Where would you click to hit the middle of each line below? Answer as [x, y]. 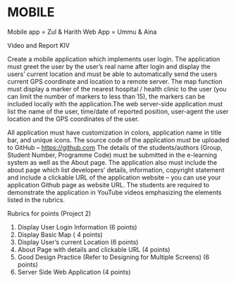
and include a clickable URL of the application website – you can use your [114, 177]
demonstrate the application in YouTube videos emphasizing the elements [114, 192]
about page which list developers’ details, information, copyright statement [116, 170]
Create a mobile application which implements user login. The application [114, 59]
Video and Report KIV [39, 45]
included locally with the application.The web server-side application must [115, 103]
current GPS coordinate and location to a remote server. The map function [115, 81]
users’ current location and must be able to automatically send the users [112, 74]
